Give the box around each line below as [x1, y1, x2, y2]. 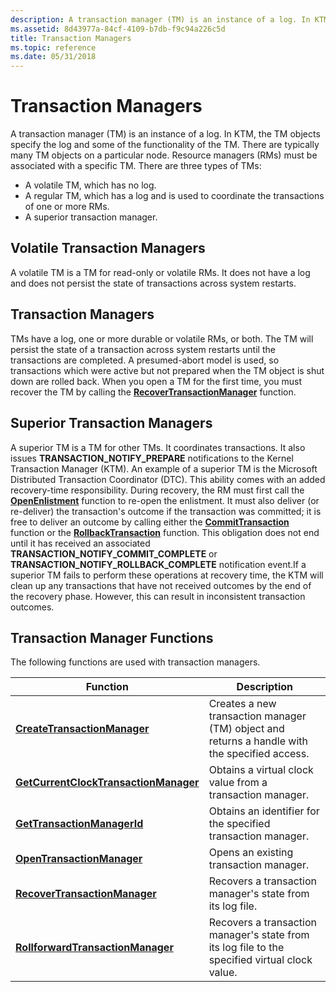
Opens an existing [208, 846, 294, 860]
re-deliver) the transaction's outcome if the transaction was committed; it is [10, 505, 322, 517]
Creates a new [208, 697, 277, 711]
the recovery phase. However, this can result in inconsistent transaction [10, 590, 306, 602]
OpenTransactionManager [15, 852, 143, 866]
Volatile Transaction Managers [10, 240, 206, 257]
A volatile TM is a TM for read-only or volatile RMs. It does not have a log [10, 266, 311, 278]
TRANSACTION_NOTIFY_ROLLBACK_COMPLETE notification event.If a [10, 558, 307, 570]
